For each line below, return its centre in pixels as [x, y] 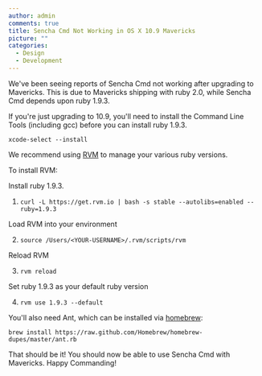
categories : [28, 46]
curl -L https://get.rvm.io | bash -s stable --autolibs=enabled [131, 202]
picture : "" [28, 38]
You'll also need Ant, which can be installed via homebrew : [106, 317]
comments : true [34, 23]
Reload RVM [29, 255]
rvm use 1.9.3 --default [61, 303]
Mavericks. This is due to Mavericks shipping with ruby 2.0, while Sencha [130, 92]
